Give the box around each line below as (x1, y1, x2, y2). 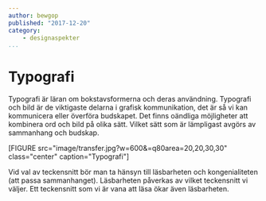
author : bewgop (8, 11, 59, 20)
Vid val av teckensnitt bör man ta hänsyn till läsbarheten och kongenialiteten (8, 168, 259, 177)
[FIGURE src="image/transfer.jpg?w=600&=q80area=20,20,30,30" (8, 144, 228, 153)
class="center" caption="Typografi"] (8, 152, 130, 161)
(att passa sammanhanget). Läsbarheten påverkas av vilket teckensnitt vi (8, 176, 248, 185)
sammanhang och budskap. (8, 128, 100, 137)
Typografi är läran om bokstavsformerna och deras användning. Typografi (8, 95, 252, 104)
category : (8, 26, 41, 34)
